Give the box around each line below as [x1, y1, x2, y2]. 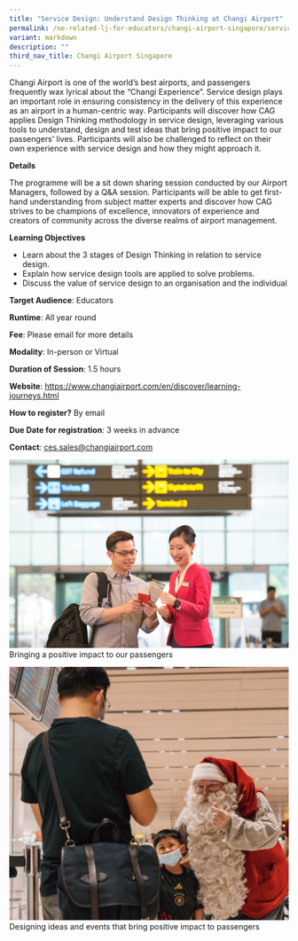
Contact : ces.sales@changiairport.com [9, 442, 153, 452]
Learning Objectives [9, 232, 86, 243]
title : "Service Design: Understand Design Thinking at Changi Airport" [9, 14, 284, 23]
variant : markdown [9, 33, 77, 42]
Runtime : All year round [9, 312, 97, 323]
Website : [9, 381, 43, 392]
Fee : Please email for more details [9, 329, 134, 341]
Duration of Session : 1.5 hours [9, 364, 122, 374]
